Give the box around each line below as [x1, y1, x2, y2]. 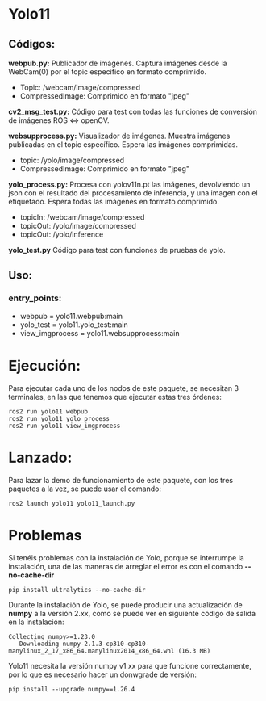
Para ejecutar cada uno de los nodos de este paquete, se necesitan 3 [8, 383, 239, 392]
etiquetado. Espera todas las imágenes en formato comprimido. [8, 197, 220, 206]
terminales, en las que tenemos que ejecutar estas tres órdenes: [8, 392, 222, 401]
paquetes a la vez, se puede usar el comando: [8, 484, 161, 493]
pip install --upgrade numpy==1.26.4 [8, 685, 135, 693]
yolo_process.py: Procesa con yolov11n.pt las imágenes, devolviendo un [8, 179, 251, 189]
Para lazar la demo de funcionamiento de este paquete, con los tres [8, 475, 234, 485]
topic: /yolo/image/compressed [19, 155, 125, 165]
